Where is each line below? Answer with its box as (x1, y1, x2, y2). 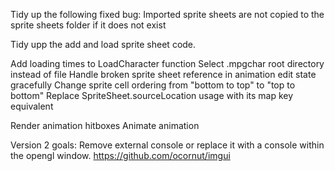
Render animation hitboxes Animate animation (10, 120, 200, 131)
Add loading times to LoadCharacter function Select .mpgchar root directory (10, 58, 325, 69)
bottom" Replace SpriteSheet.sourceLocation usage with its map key (10, 90, 294, 101)
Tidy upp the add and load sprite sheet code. (10, 39, 197, 50)
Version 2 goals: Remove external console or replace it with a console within (10, 139, 325, 151)
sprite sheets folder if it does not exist (10, 19, 167, 31)
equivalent (10, 100, 54, 112)
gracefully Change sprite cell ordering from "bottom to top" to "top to (10, 79, 296, 91)
